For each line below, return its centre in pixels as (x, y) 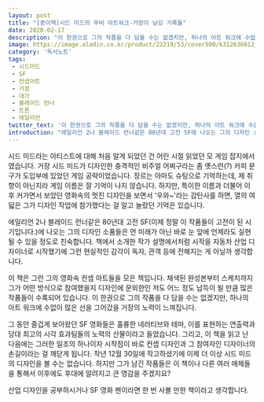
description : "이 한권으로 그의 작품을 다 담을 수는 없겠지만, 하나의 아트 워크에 (125, 37)
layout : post (29, 15)
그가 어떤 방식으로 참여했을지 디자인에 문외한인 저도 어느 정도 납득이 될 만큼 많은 (131, 287)
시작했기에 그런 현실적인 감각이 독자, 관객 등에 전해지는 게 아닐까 (134, 251)
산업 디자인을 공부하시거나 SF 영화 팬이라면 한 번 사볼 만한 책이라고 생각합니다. (128, 389)
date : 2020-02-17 (37, 30)
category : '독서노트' (40, 52)
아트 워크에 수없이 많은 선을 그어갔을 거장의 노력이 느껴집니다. (103, 307)
